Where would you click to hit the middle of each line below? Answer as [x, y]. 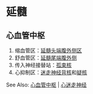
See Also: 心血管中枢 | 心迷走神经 [46, 85]
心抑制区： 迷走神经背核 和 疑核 [51, 72]
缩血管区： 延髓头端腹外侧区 [48, 51]
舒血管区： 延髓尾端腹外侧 [46, 58]
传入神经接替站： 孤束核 [43, 65]
